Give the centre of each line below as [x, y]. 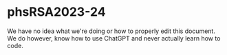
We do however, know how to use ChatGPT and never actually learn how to [114, 38]
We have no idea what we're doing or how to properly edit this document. [111, 31]
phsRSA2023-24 [56, 12]
